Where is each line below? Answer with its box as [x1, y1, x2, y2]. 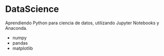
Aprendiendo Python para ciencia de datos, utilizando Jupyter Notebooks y [5, 20, 160, 26]
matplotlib [12, 45, 33, 51]
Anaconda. [5, 25, 27, 31]
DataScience [5, 3, 59, 15]
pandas [12, 40, 28, 46]
